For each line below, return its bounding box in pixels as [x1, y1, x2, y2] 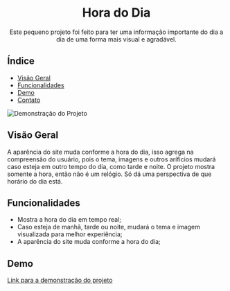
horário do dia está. [7, 177, 63, 185]
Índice [7, 55, 35, 67]
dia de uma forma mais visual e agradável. [56, 35, 177, 43]
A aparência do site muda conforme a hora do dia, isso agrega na [7, 148, 194, 156]
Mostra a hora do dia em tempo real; [17, 215, 122, 224]
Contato [17, 96, 41, 104]
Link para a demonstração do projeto [7, 276, 113, 285]
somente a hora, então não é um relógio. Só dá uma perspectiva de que [7, 170, 212, 178]
